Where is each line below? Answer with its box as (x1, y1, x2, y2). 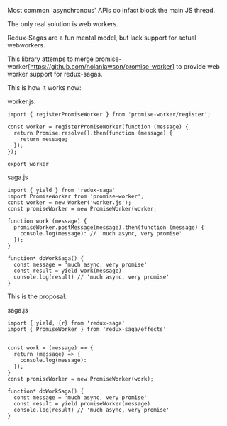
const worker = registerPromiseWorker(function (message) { (7, 123, 189, 130)
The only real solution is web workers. (7, 20, 118, 28)
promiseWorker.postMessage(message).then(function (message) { (13, 224, 204, 231)
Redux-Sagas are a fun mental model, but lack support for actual (7, 33, 196, 42)
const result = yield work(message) (13, 267, 122, 274)
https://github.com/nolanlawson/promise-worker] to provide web (30, 62, 220, 70)
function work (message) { (7, 218, 87, 225)
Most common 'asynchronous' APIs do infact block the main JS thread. (7, 6, 216, 14)
